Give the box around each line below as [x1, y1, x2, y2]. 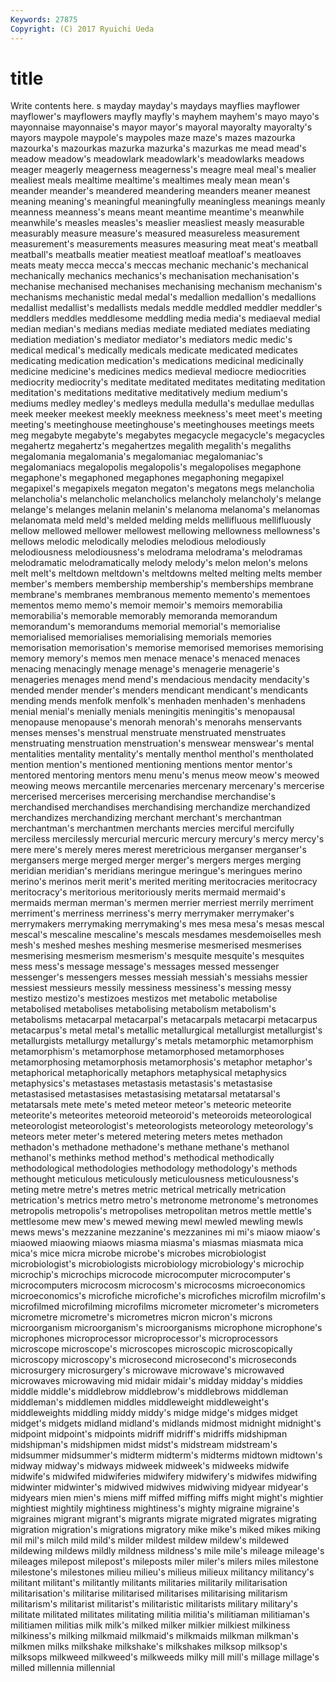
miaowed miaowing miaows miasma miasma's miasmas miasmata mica [10, 1237, 304, 1249]
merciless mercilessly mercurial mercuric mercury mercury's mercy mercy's [10, 833, 325, 845]
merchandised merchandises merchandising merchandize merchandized [10, 801, 311, 813]
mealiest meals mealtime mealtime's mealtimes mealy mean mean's [10, 174, 290, 186]
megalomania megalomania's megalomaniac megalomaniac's [10, 451, 264, 463]
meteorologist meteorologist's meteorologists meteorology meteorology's [10, 1120, 314, 1132]
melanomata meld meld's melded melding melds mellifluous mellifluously [10, 514, 312, 526]
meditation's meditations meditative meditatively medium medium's [10, 387, 288, 399]
